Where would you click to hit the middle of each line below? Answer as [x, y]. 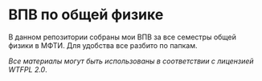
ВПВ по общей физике [86, 15]
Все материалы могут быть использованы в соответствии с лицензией [131, 61]
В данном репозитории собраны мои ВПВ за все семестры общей [123, 37]
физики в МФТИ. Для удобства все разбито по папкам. [103, 45]
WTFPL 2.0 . [28, 69]
